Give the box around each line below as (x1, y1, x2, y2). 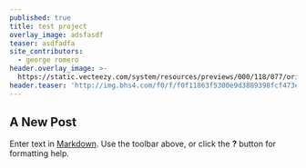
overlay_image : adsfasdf (9, 30, 104, 39)
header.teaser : (9, 81, 67, 90)
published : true (9, 13, 71, 23)
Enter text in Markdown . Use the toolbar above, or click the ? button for (9, 138, 276, 150)
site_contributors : (9, 47, 84, 56)
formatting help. (9, 148, 70, 159)
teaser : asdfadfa (9, 38, 76, 48)
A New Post (9, 114, 77, 130)
